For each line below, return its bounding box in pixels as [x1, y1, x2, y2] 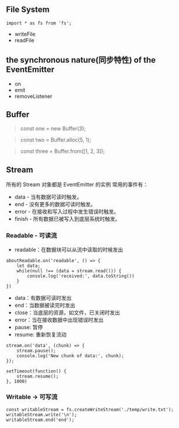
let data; [16, 263, 41, 269]
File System [6, 5, 50, 15]
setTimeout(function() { [6, 368, 67, 374]
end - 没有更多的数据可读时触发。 [14, 201, 97, 208]
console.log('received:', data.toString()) [27, 273, 135, 279]
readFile [14, 36, 35, 43]
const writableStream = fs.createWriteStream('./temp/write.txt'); [6, 406, 174, 412]
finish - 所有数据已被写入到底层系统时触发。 [14, 215, 121, 222]
